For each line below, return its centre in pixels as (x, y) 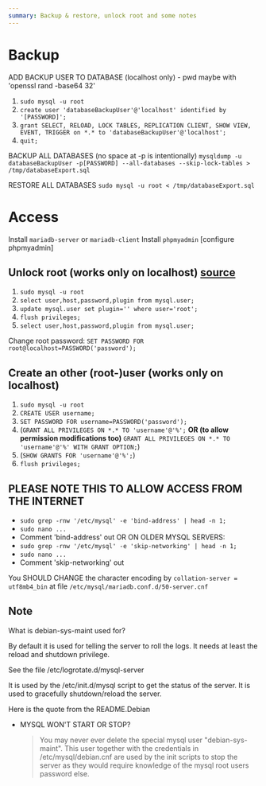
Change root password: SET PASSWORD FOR (76, 341)
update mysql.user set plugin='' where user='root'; (109, 309)
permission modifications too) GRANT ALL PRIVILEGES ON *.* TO (125, 438)
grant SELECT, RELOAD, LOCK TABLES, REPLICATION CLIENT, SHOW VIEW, (135, 125)
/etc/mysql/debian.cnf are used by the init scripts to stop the (139, 757)
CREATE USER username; (57, 414)
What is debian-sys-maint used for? (67, 630)
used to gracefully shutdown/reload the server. (85, 694)
